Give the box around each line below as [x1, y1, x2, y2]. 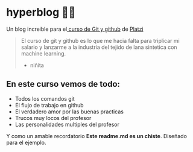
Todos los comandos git [14, 95, 75, 102]
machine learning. [21, 49, 66, 57]
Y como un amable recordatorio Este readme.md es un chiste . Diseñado [6, 132, 187, 139]
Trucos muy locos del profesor [14, 114, 92, 121]
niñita [30, 62, 44, 69]
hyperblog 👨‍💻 [6, 5, 76, 19]
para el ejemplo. [6, 139, 46, 146]
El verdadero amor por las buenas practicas [14, 108, 124, 115]
